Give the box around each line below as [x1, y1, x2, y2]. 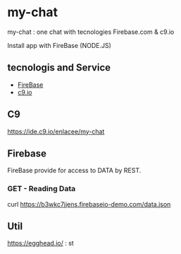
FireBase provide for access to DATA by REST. [7, 167, 142, 175]
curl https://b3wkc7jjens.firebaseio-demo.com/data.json [7, 200, 171, 208]
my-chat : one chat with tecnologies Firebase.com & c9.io [7, 28, 175, 36]
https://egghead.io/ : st [7, 239, 74, 248]
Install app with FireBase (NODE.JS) [7, 41, 111, 49]
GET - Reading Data [7, 184, 76, 194]
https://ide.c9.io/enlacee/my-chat [7, 127, 105, 135]
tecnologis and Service [7, 61, 111, 74]
